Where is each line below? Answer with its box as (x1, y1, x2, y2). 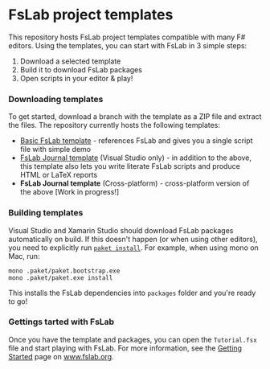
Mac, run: (8, 251, 40, 260)
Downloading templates (8, 93, 104, 105)
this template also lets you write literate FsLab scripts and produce (19, 162, 241, 171)
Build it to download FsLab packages (19, 64, 143, 74)
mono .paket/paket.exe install (8, 273, 113, 282)
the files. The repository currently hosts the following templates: (8, 121, 221, 130)
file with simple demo (19, 145, 92, 154)
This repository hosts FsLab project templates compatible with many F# (8, 32, 246, 42)
